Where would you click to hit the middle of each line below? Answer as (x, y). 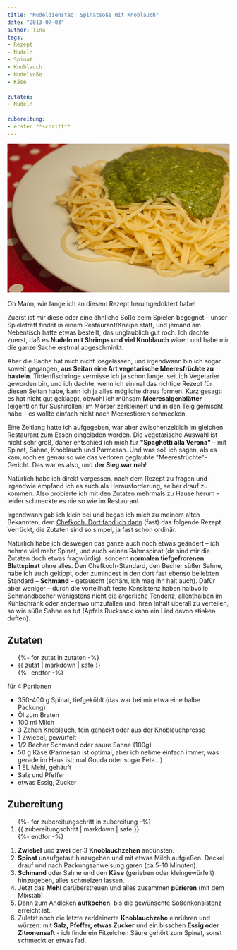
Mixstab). (31, 895)
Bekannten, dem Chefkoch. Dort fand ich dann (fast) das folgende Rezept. (115, 522)
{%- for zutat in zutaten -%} (59, 657)
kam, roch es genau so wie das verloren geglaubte (81, 457)
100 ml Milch (36, 722)
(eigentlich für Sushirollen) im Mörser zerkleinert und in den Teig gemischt (115, 406)
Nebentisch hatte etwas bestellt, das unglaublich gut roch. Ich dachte (108, 332)
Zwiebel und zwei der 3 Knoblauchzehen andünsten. (96, 850)
